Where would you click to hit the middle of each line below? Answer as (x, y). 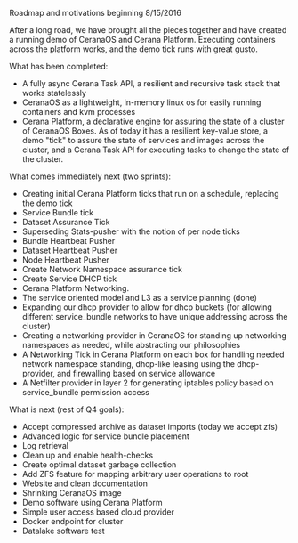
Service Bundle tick (58, 212)
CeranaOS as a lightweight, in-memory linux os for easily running (141, 102)
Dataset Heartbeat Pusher (70, 250)
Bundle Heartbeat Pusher (68, 241)
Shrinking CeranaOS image (72, 493)
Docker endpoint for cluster (72, 521)
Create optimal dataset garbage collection (99, 465)
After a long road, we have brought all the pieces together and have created (148, 30)
